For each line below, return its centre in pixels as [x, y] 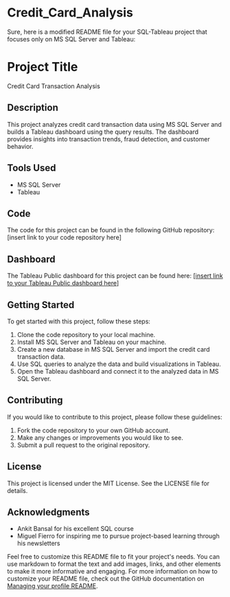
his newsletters [38, 543]
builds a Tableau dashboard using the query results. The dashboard [103, 132]
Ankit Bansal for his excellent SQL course [75, 529]
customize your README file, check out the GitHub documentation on [106, 579]
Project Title [43, 67]
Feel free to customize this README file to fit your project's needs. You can [114, 557]
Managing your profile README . [53, 586]
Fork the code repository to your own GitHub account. [93, 430]
